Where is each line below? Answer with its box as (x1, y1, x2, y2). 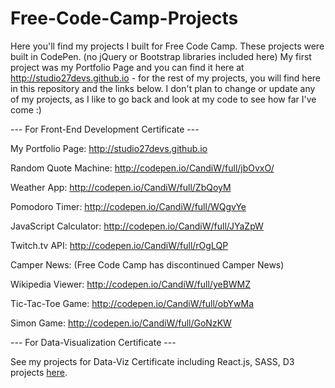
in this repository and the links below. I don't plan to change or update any (10, 82, 316, 94)
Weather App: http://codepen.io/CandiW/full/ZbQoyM (10, 181, 232, 193)
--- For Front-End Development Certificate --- (10, 123, 200, 135)
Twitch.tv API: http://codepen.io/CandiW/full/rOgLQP (10, 239, 229, 251)
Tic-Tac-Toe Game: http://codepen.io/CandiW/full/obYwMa (10, 297, 255, 309)
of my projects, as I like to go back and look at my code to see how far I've (10, 93, 317, 105)
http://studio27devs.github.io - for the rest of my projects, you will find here (10, 72, 322, 84)
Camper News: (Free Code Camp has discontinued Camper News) (10, 258, 285, 271)
